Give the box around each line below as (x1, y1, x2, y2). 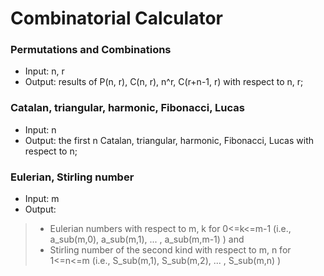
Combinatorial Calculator (10, 7, 223, 30)
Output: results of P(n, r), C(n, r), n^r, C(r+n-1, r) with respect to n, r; (24, 76, 304, 88)
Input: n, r (24, 65, 65, 77)
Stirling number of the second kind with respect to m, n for (49, 244, 292, 256)
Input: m (24, 193, 60, 205)
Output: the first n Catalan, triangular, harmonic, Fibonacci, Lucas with (24, 134, 315, 146)
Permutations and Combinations (10, 43, 172, 57)
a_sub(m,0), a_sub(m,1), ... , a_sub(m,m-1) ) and (49, 233, 245, 246)
